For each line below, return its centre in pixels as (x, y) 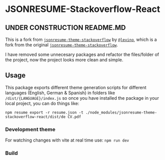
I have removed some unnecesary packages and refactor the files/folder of (82, 54)
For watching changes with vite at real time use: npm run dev (67, 140)
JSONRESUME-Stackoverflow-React (83, 9)
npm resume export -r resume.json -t (44, 112)
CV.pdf (74, 117)
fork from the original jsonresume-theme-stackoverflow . (62, 45)
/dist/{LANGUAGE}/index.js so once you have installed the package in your (82, 98)
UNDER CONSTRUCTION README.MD (66, 28)
